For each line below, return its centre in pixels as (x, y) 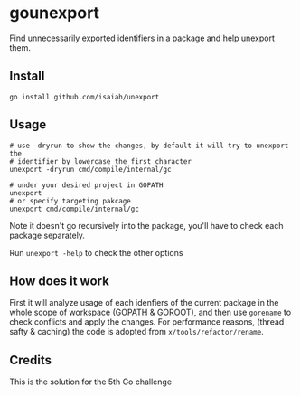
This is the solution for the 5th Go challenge (91, 382)
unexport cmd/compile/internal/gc (75, 209)
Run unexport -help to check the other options (96, 252)
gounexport (55, 13)
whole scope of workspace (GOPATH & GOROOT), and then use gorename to (150, 312)
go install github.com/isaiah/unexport (84, 97)
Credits (31, 360)
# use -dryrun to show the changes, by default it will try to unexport (149, 146)
